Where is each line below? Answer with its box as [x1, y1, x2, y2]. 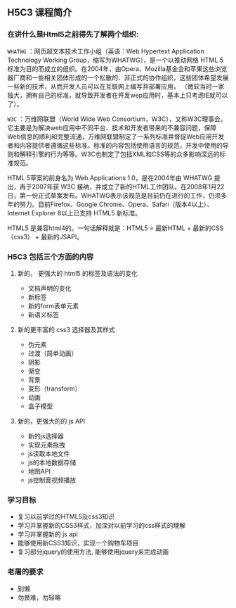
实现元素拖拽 [27, 441, 65, 449]
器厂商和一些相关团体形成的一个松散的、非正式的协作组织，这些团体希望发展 [7, 73, 229, 82]
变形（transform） [27, 384, 81, 393]
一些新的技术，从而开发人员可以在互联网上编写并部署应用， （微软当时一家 [7, 82, 225, 90]
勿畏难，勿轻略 [17, 593, 61, 602]
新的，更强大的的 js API [17, 417, 86, 425]
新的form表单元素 [27, 301, 79, 310]
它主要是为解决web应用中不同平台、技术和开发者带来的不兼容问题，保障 [7, 123, 216, 132]
